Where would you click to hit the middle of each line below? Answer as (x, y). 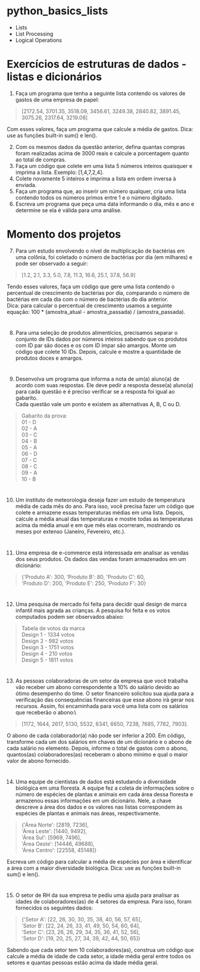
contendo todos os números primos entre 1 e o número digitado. (94, 197)
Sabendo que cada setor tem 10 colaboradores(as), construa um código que (100, 950)
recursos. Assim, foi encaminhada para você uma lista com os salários (102, 706)
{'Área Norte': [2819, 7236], (55, 825)
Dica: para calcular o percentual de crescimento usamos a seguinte (89, 306)
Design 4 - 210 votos (47, 653)
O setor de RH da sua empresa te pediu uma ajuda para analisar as (97, 895)
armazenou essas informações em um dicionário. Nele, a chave (93, 801)
